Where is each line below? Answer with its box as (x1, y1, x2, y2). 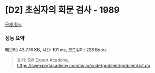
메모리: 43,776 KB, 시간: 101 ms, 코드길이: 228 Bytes (5, 47, 107, 53)
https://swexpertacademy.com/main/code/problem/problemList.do (16, 63, 151, 69)
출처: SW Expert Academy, (16, 57, 70, 63)
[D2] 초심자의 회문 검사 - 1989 (5, 4, 120, 16)
